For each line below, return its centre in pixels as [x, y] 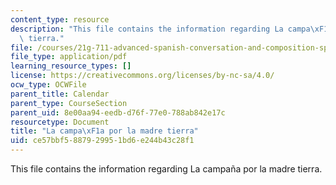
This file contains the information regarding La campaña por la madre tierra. [166, 169]
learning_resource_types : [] [71, 66]
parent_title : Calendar [60, 94]
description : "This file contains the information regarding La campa [160, 29]
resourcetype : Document [60, 122]
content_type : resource [60, 19]
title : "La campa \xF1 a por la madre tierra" [104, 131]
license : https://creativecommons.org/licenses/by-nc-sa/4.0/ [142, 76]
